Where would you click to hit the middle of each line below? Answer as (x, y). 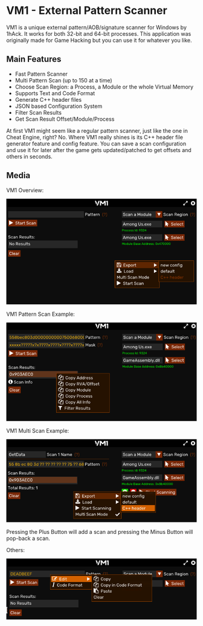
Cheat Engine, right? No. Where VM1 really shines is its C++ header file (95, 137)
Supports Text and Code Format (55, 93)
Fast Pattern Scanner (41, 74)
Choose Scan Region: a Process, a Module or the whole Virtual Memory (104, 87)
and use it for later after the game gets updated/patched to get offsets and (99, 150)
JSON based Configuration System (59, 106)
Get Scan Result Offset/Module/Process (65, 119)
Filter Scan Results (38, 112)
